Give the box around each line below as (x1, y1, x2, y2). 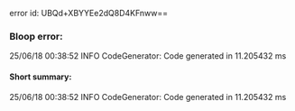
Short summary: (9, 71, 72, 82)
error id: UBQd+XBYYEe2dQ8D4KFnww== (9, 8, 169, 18)
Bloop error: (9, 30, 63, 42)
